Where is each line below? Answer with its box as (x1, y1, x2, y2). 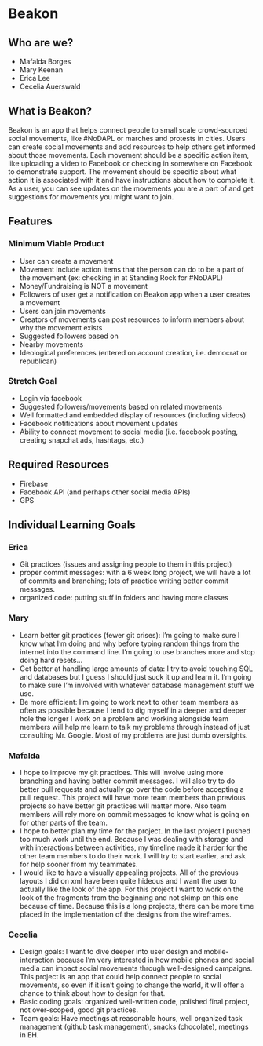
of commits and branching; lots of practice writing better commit (19, 576, 229, 585)
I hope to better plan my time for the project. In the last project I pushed (19, 826, 251, 836)
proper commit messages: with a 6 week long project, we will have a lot (19, 568, 251, 578)
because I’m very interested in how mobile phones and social (56, 955, 254, 965)
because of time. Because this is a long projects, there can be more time (19, 901, 254, 910)
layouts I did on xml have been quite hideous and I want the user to (19, 876, 237, 885)
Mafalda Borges (19, 56, 71, 66)
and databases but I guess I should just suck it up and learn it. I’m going (19, 672, 252, 681)
